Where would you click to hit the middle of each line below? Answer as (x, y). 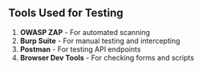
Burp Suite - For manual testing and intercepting (100, 41)
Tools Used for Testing (66, 13)
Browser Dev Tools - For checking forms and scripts (107, 57)
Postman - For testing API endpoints (81, 49)
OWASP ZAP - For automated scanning (85, 32)
